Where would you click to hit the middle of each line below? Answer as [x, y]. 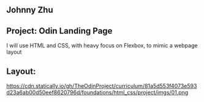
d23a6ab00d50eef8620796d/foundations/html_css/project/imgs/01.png [97, 93]
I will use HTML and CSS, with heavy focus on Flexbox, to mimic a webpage [102, 46]
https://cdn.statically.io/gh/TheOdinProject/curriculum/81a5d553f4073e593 [102, 86]
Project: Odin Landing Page [59, 31]
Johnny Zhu [30, 10]
